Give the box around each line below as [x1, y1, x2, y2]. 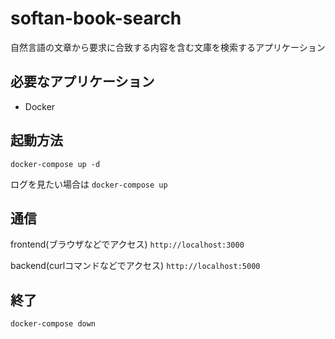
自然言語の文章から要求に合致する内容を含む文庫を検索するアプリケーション [10, 41, 326, 53]
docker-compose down [10, 319, 97, 329]
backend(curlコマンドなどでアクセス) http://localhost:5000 [10, 260, 261, 272]
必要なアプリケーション [10, 73, 155, 91]
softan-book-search [10, 7, 182, 30]
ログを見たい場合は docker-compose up [10, 178, 168, 190]
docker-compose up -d [10, 159, 101, 169]
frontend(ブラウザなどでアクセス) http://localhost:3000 [10, 238, 245, 251]
